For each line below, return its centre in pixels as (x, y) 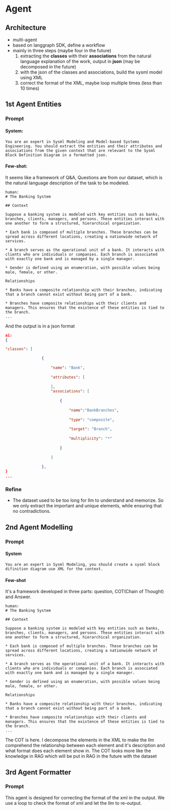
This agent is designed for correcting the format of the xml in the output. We (85, 797)
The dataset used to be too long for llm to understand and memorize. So (88, 500)
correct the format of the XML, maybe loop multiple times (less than (91, 83)
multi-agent (25, 40)
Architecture (26, 28)
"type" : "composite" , (92, 419)
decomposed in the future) (48, 67)
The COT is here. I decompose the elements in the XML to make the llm (80, 740)
